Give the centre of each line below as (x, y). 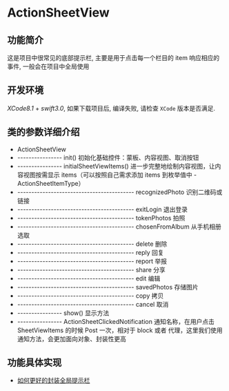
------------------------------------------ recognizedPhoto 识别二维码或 (120, 192)
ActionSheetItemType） (51, 183)
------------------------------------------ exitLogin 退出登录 (102, 209)
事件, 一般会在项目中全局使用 (48, 66)
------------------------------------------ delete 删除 (92, 244)
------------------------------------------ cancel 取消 (93, 304)
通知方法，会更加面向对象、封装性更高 (71, 338)
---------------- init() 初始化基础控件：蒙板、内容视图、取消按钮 (108, 158)
